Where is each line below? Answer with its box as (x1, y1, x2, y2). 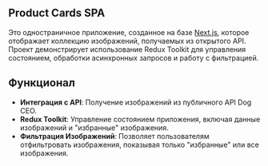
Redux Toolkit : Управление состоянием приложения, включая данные (19, 114, 261, 124)
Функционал (8, 76, 76, 90)
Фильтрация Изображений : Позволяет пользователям (19, 131, 210, 140)
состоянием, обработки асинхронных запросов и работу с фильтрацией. (8, 53, 259, 62)
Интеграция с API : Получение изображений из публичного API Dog (19, 97, 252, 107)
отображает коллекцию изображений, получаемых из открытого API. (8, 36, 246, 45)
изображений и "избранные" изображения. (19, 123, 170, 132)
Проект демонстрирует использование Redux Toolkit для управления (8, 44, 246, 54)
